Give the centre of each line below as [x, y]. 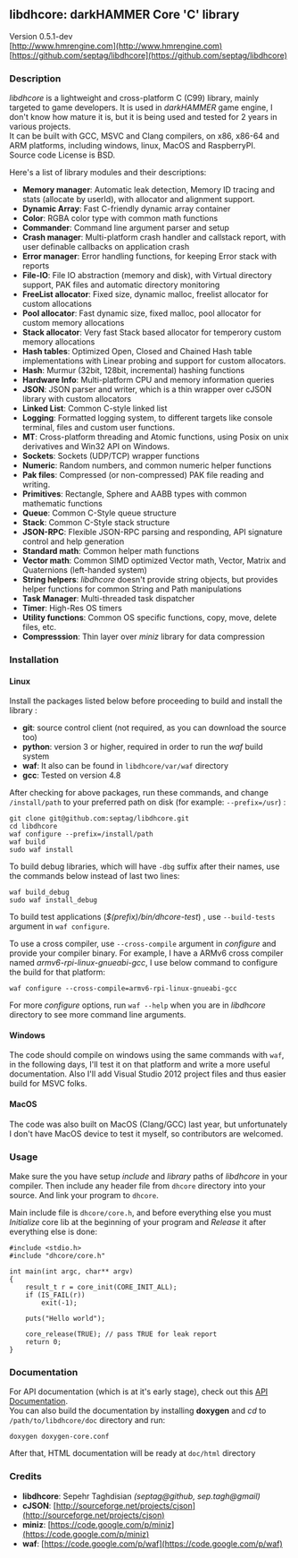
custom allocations [57, 304]
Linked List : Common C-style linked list [95, 409]
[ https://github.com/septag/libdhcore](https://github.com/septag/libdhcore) [149, 55]
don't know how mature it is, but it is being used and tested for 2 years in [143, 117]
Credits [25, 1477]
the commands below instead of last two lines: [95, 876]
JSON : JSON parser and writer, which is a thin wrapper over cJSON [147, 389]
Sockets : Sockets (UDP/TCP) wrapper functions [111, 456]
